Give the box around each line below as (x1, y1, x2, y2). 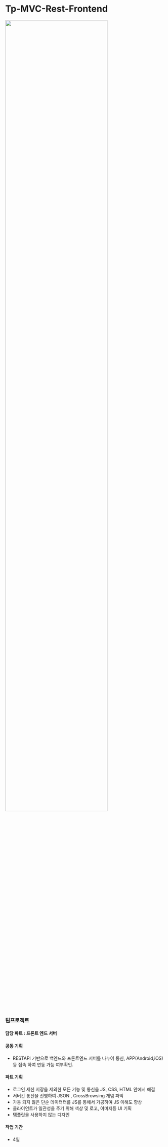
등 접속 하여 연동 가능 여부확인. (12, 1061, 73, 1067)
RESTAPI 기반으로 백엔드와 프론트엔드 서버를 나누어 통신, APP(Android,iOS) (12, 1055, 163, 1061)
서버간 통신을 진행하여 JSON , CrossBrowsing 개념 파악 (12, 1092, 124, 1098)
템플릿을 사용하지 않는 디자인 (12, 1112, 70, 1118)
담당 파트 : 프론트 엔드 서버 (5, 1030, 57, 1036)
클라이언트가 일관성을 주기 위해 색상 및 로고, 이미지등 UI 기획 (12, 1105, 132, 1111)
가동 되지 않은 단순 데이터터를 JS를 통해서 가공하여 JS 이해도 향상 (12, 1099, 142, 1105)
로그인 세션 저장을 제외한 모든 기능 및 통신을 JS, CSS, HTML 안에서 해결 (12, 1086, 155, 1092)
